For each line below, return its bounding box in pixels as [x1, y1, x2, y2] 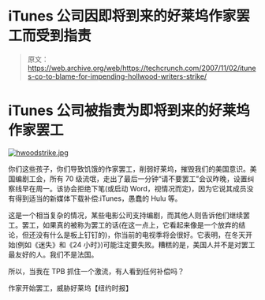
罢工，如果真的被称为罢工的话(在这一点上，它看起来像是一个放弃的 [21, 220, 239, 229]
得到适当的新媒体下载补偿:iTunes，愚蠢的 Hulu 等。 [14, 194, 182, 203]
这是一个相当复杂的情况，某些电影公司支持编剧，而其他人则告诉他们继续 [8, 210, 243, 220]
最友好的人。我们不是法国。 [8, 250, 99, 259]
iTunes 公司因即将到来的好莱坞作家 [8, 7, 237, 25]
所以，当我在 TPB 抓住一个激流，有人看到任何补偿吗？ [8, 266, 185, 276]
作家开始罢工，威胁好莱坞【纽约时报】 [8, 283, 132, 292]
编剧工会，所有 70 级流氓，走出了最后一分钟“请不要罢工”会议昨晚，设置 [14, 174, 248, 183]
